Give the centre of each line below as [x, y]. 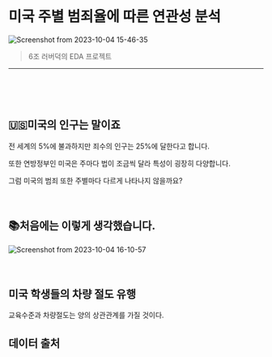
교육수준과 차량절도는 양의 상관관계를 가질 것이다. [86, 315]
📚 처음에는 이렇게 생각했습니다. [82, 226]
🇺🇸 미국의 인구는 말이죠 [64, 125]
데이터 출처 [34, 343]
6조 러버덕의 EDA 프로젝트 [70, 56]
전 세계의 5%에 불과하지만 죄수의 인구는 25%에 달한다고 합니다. [109, 146]
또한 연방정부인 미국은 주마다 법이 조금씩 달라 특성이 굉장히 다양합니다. [119, 163]
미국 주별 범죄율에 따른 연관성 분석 [115, 17]
